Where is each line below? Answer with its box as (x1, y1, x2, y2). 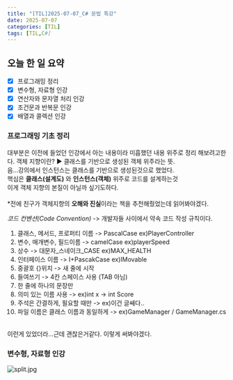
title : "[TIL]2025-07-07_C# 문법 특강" (7, 10, 117, 17)
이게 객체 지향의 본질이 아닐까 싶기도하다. (7, 183, 119, 192)
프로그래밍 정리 (17, 77, 59, 86)
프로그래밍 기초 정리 (7, 131, 70, 141)
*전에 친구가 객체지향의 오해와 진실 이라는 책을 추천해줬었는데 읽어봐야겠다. (7, 199, 209, 208)
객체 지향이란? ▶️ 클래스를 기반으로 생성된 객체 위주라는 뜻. (16, 157, 175, 165)
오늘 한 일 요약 (7, 57, 65, 69)
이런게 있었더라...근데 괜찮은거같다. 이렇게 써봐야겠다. (7, 329, 152, 338)
